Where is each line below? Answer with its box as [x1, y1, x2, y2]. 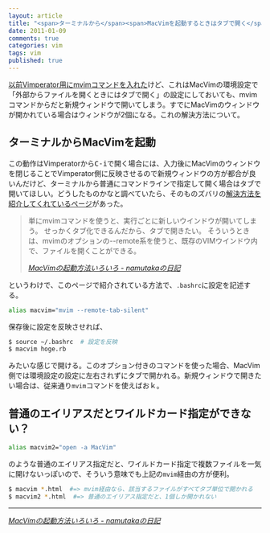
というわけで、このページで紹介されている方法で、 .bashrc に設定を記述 [8, 280, 244, 289]
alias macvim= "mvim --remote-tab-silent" [8, 306, 149, 314]
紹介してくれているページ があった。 [8, 199, 128, 208]
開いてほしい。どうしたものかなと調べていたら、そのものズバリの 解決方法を [8, 188, 262, 198]
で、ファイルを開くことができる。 [27, 246, 141, 256]
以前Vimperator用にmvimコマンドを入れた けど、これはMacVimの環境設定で [8, 80, 259, 89]
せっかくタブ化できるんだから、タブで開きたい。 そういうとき [43, 226, 251, 236]
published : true [8, 57, 63, 65]
